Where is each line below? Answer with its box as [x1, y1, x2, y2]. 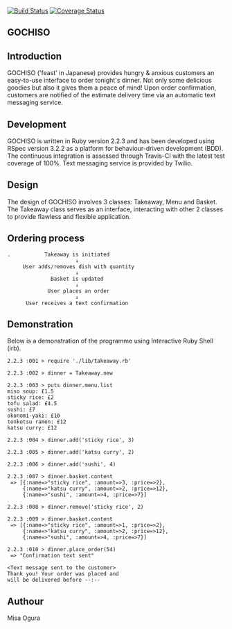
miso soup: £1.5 [7, 388, 54, 395]
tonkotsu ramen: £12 [7, 418, 67, 425]
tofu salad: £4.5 [7, 400, 57, 407]
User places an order [47, 287, 110, 295]
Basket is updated [51, 275, 104, 282]
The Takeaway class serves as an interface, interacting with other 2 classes [7, 205, 224, 213]
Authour [7, 595, 44, 607]
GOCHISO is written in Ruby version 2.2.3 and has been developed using [7, 137, 215, 145]
